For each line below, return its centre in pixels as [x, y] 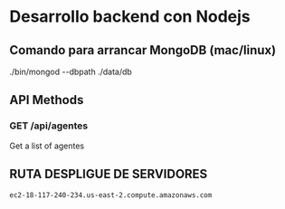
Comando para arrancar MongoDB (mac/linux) [143, 50]
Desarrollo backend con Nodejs [130, 17]
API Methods [47, 100]
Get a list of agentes [47, 146]
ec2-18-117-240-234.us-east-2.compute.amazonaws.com [111, 195]
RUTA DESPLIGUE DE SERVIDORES [109, 174]
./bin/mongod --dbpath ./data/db [71, 71]
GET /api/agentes [49, 126]
